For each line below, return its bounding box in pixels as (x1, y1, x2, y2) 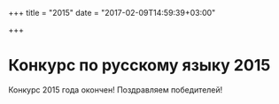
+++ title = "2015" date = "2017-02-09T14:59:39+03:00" (8, 8, 216, 18)
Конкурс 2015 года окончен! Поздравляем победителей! (8, 84, 223, 95)
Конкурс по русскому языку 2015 (8, 56, 271, 76)
